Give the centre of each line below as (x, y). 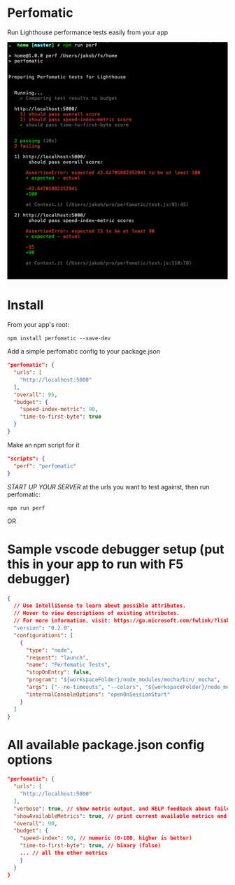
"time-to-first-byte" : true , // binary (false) (90, 846)
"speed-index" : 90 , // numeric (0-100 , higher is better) (106, 838)
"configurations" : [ (43, 635)
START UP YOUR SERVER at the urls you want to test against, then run (108, 487)
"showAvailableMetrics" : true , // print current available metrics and (120, 816)
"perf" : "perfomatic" (45, 466)
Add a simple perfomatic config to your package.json (84, 351)
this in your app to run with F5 (95, 564)
